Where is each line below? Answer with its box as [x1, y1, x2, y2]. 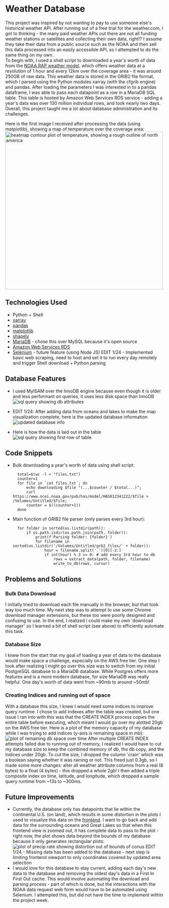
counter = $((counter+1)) [26, 503, 81, 508]
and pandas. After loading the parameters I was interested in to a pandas [5, 84, 157, 90]
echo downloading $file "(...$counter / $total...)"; [26, 485, 142, 490]
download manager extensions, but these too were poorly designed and [5, 612, 155, 618]
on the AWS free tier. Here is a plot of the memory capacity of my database [5, 724, 162, 730]
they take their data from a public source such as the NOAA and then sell [5, 41, 157, 47]
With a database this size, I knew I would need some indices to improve [5, 703, 154, 709]
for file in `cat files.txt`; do [17, 481, 88, 486]
